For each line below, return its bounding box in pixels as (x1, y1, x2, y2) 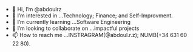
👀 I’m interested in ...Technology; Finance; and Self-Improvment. (12, 12, 173, 19)
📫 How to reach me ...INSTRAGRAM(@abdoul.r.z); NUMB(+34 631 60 (12, 32, 187, 38)
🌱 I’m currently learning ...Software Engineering (12, 19, 131, 25)
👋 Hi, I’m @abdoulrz (12, 6, 62, 13)
